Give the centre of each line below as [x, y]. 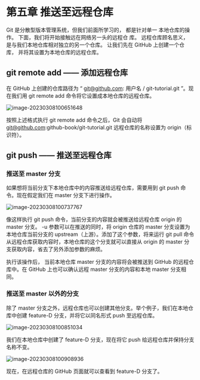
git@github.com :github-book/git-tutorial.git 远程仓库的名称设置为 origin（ [96, 127]
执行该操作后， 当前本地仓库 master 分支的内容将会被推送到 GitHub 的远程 [98, 262]
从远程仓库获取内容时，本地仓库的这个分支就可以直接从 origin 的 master [95, 242]
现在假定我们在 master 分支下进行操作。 [66, 195]
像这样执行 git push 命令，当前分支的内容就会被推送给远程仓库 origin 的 [94, 219]
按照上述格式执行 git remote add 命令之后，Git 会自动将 [74, 120]
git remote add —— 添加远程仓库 [67, 73]
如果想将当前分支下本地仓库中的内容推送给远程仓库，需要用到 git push [93, 188]
